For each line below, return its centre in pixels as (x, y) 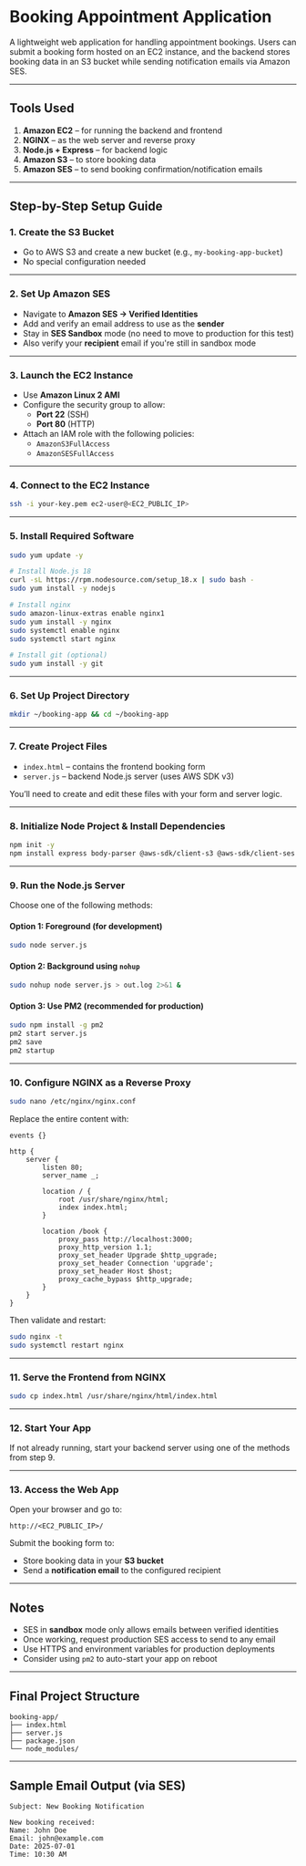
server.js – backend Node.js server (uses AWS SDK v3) (128, 776)
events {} (28, 1135)
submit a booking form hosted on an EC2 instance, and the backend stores (150, 51)
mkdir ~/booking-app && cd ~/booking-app (89, 715)
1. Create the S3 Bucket (62, 233)
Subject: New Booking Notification (77, 1806)
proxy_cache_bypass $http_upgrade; (126, 1279)
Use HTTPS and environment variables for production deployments (148, 1649)
